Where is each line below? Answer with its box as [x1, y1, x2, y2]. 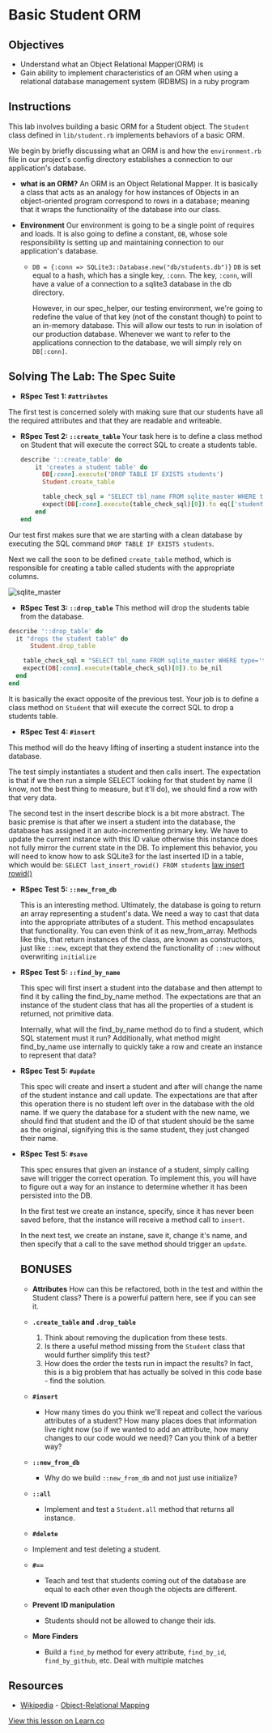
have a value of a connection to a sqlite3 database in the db [32, 279, 232, 288]
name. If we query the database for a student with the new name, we [19, 1107, 250, 1117]
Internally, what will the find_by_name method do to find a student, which [19, 1024, 264, 1034]
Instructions [8, 100, 71, 114]
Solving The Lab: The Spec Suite [8, 370, 176, 384]
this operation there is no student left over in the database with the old [19, 1099, 255, 1109]
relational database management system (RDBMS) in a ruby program [19, 77, 249, 86]
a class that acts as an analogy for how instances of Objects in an [19, 187, 240, 197]
